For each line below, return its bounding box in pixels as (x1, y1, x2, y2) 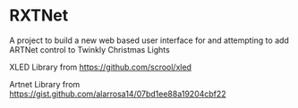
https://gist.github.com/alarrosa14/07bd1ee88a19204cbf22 (9, 88, 226, 99)
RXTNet (9, 5, 69, 26)
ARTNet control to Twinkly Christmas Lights (9, 44, 170, 54)
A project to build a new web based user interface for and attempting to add (9, 35, 289, 46)
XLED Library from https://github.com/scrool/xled (9, 62, 192, 72)
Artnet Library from (9, 79, 81, 89)
